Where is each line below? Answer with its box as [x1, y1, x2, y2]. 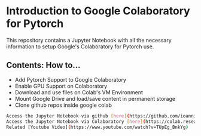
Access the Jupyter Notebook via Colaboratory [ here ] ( [6, 118, 146, 125]
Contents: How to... [6, 60, 81, 70]
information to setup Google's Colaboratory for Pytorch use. [6, 43, 154, 50]
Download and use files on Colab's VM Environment [14, 88, 144, 96]
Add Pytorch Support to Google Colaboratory [14, 76, 127, 83]
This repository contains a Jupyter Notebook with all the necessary [6, 36, 172, 44]
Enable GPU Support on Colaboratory [14, 82, 108, 89]
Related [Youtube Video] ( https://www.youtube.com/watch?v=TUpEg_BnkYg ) [6, 124, 188, 130]
